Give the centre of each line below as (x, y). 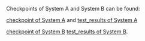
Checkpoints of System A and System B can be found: (73, 9)
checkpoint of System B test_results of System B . (67, 31)
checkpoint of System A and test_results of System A (72, 20)
